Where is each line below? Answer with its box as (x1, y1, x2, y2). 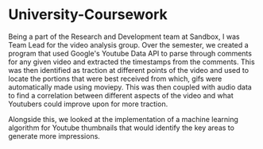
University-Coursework (8, 6, 168, 24)
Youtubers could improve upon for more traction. (8, 99, 168, 109)
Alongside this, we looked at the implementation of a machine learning (8, 114, 238, 124)
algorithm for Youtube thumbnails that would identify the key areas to (8, 123, 234, 132)
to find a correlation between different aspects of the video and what (8, 90, 234, 100)
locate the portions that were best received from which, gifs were (8, 74, 222, 83)
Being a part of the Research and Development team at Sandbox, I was (8, 32, 240, 41)
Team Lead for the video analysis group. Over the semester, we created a (8, 40, 249, 49)
